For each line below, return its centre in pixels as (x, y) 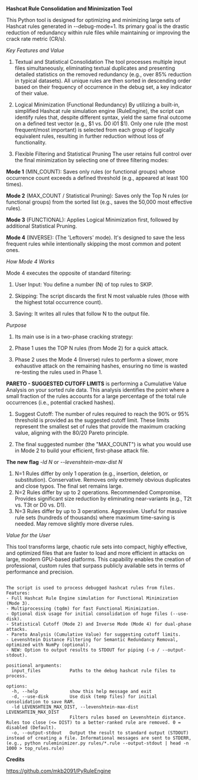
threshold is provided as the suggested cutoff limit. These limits (92, 420)
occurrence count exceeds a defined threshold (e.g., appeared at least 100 (97, 178)
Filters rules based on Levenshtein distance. (128, 717)
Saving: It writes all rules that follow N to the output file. (82, 314)
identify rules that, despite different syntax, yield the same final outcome (103, 117)
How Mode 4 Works (30, 262)
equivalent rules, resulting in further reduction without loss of (89, 136)
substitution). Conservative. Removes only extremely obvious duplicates (103, 480)
